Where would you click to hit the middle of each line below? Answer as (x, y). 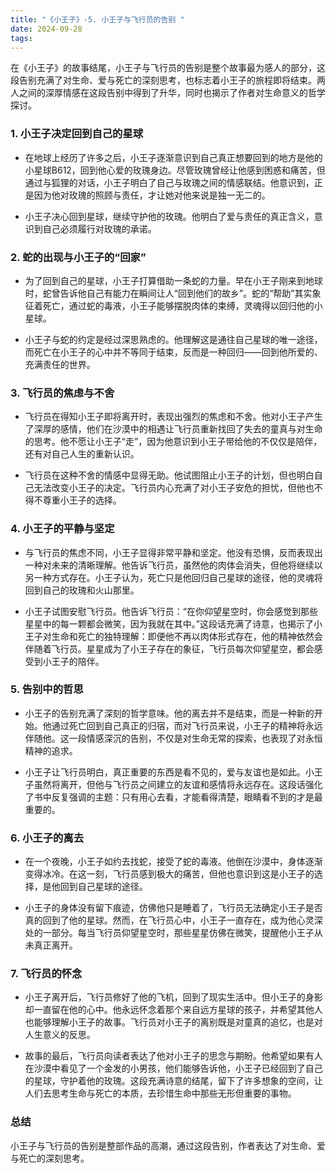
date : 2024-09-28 (46, 29)
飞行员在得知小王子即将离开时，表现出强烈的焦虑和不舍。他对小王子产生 (173, 417)
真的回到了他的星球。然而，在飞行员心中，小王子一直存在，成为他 (160, 920)
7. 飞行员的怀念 (46, 974)
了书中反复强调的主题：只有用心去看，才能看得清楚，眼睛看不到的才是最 (173, 797)
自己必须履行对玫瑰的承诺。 (99, 228)
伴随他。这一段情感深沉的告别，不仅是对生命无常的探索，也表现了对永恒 (173, 738)
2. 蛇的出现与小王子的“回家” (78, 257)
